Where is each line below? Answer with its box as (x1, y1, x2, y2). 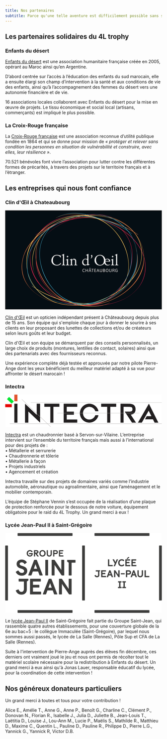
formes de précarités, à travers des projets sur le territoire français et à (5, 164, 151, 170)
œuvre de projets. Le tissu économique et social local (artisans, (5, 105, 135, 111)
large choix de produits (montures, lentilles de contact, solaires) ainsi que (5, 345, 156, 351)
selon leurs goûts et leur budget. (5, 330, 72, 336)
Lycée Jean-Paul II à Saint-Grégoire (5, 521, 92, 528)
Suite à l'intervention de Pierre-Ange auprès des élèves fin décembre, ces (5, 649, 157, 655)
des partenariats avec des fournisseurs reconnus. (5, 351, 107, 357)
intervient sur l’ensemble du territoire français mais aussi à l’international (5, 437, 154, 443)
